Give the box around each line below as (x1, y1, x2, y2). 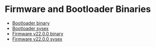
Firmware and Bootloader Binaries (5, 3, 151, 15)
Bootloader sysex (12, 25, 49, 31)
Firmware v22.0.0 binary (12, 30, 64, 36)
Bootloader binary (12, 20, 50, 26)
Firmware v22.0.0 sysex (12, 36, 63, 42)
